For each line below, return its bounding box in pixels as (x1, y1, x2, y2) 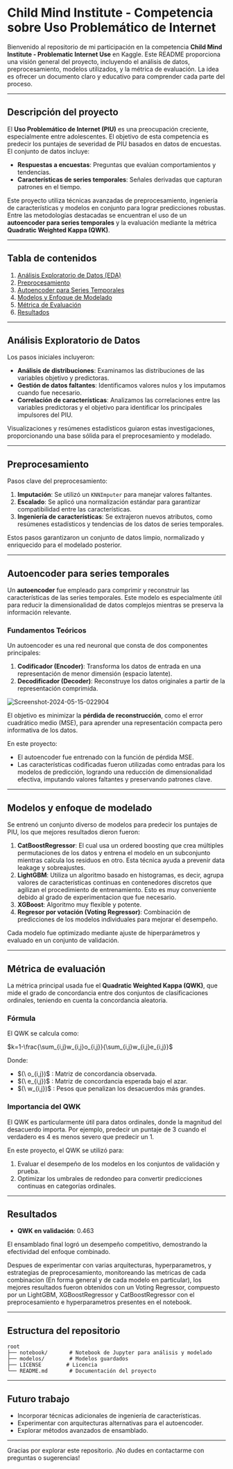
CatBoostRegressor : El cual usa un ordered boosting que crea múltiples (17, 841, 224, 850)
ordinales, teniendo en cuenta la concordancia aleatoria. (7, 996, 168, 1004)
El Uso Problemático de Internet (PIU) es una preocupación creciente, (7, 125, 209, 133)
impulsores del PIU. (17, 411, 73, 419)
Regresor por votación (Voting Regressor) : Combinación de (17, 908, 191, 916)
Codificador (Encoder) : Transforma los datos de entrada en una (17, 662, 201, 671)
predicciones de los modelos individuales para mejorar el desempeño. (17, 915, 218, 923)
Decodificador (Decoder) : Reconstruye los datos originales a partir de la (17, 677, 225, 685)
